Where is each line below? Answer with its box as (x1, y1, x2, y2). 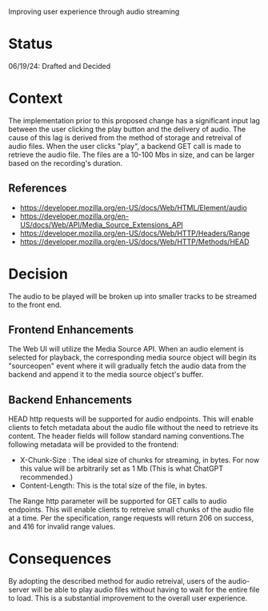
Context (8, 90, 63, 107)
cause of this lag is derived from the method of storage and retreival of (8, 132, 242, 143)
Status (8, 35, 54, 53)
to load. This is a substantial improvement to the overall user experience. (8, 593, 248, 603)
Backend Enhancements (8, 392, 133, 407)
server (8, 585, 30, 595)
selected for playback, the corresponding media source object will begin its (8, 352, 257, 363)
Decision (8, 264, 68, 283)
